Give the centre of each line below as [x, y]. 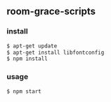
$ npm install [27, 59]
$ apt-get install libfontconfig [55, 52]
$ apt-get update [32, 46]
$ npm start [24, 91]
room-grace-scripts [51, 12]
